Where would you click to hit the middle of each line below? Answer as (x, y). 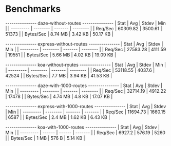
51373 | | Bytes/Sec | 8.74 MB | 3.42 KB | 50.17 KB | (59, 34)
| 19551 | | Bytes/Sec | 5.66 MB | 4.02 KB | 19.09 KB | (61, 55)
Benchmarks (33, 9)
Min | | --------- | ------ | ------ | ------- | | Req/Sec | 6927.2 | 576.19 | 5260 (85, 132)
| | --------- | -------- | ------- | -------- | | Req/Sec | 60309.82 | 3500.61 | (84, 28)
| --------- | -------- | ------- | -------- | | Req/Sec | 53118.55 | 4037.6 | (80, 70)
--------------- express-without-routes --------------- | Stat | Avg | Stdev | (84, 44)
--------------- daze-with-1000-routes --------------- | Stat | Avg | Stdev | (84, 86)
